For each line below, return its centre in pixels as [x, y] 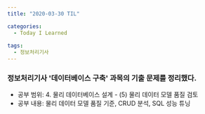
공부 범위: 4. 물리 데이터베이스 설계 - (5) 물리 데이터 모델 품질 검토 [108, 94]
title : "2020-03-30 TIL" [44, 14]
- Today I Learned [41, 33]
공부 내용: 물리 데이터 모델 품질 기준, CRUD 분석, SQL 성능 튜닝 [104, 104]
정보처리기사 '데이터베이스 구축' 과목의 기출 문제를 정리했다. [102, 78]
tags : [15, 46]
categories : [25, 26]
